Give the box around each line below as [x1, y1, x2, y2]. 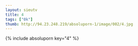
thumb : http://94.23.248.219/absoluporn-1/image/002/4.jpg [5, 21, 133, 27]
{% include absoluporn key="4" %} [5, 35, 79, 41]
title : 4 [5, 12, 24, 17]
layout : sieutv [5, 7, 38, 13]
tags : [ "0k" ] [5, 17, 33, 22]
